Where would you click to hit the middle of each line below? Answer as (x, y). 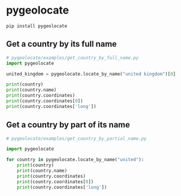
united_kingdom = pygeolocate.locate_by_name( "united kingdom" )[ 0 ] (91, 74)
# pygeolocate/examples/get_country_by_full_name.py (72, 58)
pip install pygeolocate (37, 26)
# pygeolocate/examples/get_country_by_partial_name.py (76, 138)
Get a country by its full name (62, 44)
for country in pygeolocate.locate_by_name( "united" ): (75, 160)
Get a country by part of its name (68, 125)
